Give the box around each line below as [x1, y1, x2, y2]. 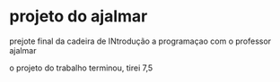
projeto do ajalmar [9, 6, 148, 27]
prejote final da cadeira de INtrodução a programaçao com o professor [9, 36, 272, 46]
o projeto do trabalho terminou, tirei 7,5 [9, 62, 153, 73]
